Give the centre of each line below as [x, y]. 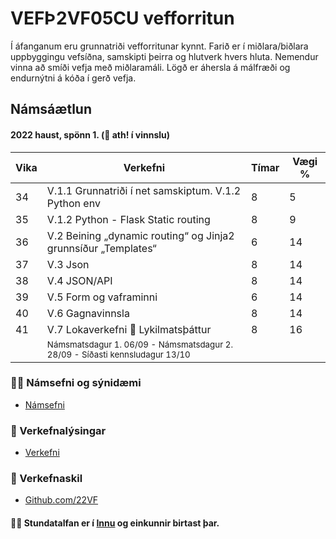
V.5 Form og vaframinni [102, 297]
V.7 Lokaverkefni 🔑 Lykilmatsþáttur [129, 329]
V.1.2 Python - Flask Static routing [128, 219]
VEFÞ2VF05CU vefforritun [122, 18]
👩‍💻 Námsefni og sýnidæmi [76, 383]
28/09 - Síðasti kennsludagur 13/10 [118, 354]
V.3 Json [68, 264]
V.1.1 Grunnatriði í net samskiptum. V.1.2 [144, 190]
